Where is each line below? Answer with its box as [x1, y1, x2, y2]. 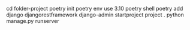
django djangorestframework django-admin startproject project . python [6, 11, 184, 18]
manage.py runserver [6, 18, 60, 24]
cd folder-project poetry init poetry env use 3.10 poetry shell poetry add [6, 5, 183, 12]
